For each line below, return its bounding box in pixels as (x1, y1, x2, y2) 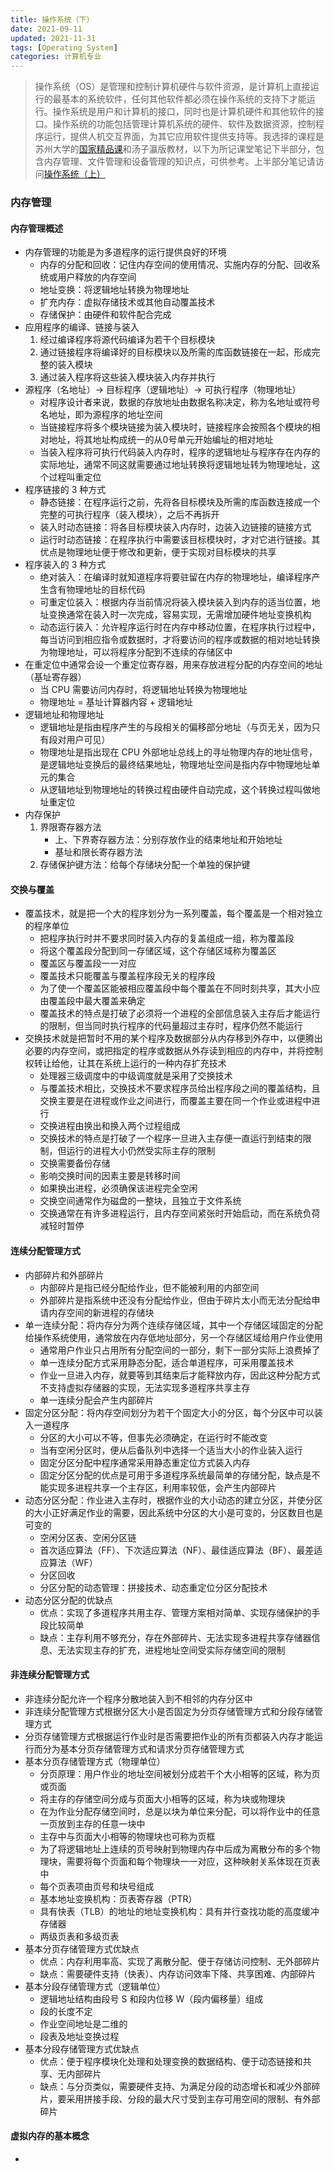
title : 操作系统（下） (10, 14, 95, 25)
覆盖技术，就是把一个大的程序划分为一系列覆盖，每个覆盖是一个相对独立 (24, 907, 323, 920)
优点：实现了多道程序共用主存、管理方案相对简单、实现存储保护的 (39, 1606, 312, 1618)
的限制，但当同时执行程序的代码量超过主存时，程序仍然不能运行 (39, 1020, 303, 1032)
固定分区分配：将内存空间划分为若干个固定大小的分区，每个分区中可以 (24, 1406, 315, 1418)
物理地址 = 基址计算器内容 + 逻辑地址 (39, 696, 193, 708)
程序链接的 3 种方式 (24, 484, 107, 496)
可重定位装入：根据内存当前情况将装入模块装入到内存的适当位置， (39, 596, 312, 608)
